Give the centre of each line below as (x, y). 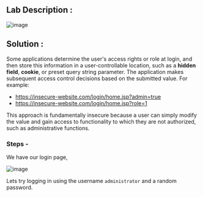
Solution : (25, 44)
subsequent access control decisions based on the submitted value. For (97, 78)
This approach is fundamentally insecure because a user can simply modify (102, 115)
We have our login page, (37, 157)
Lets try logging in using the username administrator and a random (92, 180)
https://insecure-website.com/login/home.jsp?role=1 (81, 103)
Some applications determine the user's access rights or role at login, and (99, 59)
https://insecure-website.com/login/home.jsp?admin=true (88, 97)
